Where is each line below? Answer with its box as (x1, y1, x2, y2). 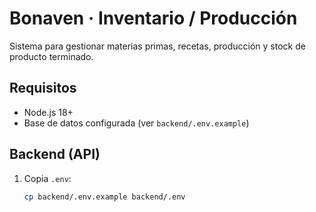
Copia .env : (23, 172, 72, 184)
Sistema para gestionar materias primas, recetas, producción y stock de (9, 40, 306, 52)
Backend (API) (9, 146, 101, 163)
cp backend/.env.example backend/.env (23, 192, 186, 202)
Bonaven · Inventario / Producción (9, 7, 298, 30)
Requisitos (9, 80, 77, 97)
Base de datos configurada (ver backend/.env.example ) (23, 117, 250, 129)
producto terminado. (9, 50, 94, 62)
